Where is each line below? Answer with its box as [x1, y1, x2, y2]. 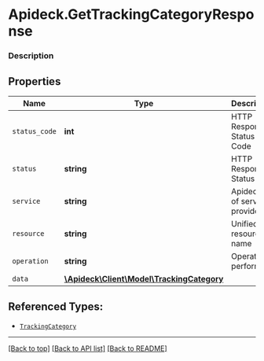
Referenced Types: [8, 300, 104, 314]
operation [12, 256, 49, 265]
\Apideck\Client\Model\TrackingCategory [64, 273, 224, 284]
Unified [231, 218, 258, 229]
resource [12, 229, 45, 238]
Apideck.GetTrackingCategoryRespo [8, 6, 255, 24]
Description [8, 50, 54, 61]
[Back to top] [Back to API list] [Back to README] [8, 344, 167, 353]
